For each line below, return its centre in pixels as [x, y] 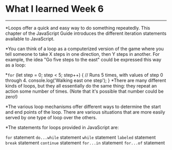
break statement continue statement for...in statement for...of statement [85, 143]
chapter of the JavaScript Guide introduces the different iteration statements [86, 33]
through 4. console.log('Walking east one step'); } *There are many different [86, 80]
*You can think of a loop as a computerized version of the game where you [84, 49]
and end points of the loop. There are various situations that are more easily [85, 112]
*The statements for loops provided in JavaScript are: [62, 127]
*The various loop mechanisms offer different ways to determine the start [83, 106]
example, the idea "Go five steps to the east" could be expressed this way [83, 59]
